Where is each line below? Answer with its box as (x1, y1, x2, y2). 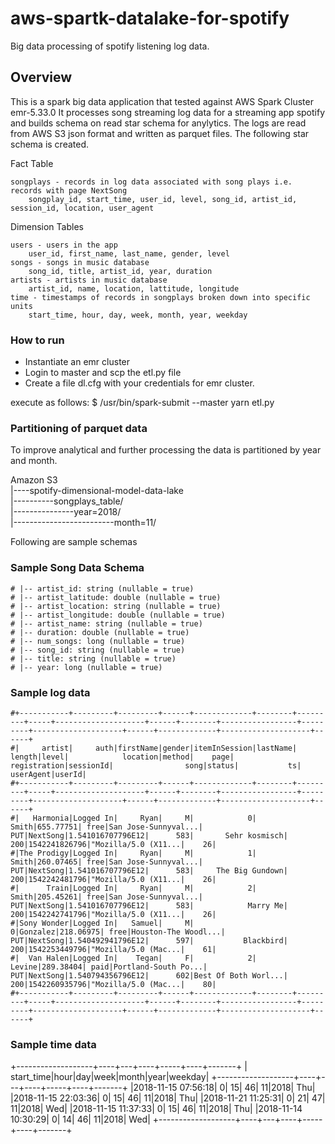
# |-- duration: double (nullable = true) (10, 627, 190, 637)
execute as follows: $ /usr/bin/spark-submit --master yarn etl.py (10, 397, 275, 409)
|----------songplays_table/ (10, 495, 124, 507)
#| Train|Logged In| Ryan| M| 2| (10, 883, 257, 893)
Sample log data (10, 685, 91, 699)
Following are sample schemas (10, 536, 138, 548)
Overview (10, 69, 73, 86)
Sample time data (10, 1037, 97, 1051)
